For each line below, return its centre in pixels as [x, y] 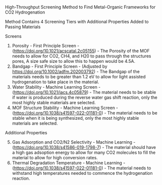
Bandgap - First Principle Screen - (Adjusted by [60, 66]
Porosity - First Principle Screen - [45, 46]
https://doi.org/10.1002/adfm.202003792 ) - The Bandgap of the [76, 72]
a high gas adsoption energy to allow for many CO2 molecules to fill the [84, 152]
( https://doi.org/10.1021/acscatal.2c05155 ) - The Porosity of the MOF [81, 51]
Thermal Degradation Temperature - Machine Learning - [69, 163]
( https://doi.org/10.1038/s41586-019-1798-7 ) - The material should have [84, 147]
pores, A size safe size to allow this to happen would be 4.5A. [73, 61]
